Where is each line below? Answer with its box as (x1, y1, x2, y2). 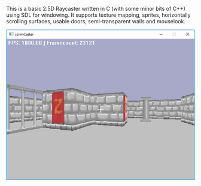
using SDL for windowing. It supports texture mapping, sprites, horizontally (6, 11, 191, 19)
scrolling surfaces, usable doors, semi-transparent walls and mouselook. (6, 18, 185, 25)
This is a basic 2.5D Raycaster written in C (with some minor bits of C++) (6, 5, 185, 12)
